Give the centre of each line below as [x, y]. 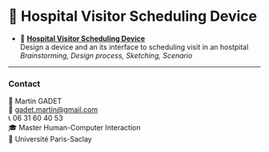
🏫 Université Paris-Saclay [50, 139]
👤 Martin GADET [35, 101]
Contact [24, 83]
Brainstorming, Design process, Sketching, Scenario [106, 55]
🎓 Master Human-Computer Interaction [74, 128]
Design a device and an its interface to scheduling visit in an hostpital [134, 46]
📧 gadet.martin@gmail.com [53, 110]
